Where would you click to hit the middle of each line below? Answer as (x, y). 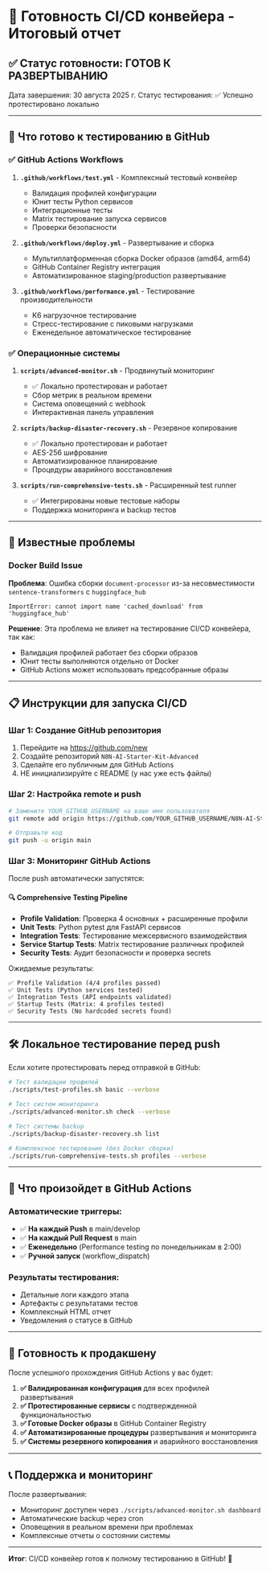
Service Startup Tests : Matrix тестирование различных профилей (132, 944)
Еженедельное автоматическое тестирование (111, 332)
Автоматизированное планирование (95, 461)
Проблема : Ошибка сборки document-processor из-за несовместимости (131, 583)
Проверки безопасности (74, 227)
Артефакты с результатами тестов (79, 1303)
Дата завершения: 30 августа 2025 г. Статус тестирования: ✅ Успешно (131, 95)
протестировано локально (54, 104)
